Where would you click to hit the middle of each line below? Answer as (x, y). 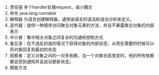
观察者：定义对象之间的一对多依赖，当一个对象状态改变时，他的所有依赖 (82, 55)
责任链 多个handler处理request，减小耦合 (51, 7)
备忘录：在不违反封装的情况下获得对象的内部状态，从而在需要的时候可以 (82, 43)
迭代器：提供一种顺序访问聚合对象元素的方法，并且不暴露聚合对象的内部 (82, 25)
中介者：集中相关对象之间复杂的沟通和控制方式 (56, 37)
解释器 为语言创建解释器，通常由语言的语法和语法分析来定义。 (72, 19)
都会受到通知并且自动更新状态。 (41, 61)
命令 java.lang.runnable (33, 13)
